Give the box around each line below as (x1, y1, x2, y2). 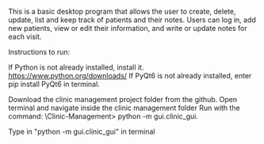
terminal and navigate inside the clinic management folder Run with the (8, 103, 240, 112)
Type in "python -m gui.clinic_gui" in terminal (8, 127, 155, 136)
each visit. (8, 32, 42, 41)
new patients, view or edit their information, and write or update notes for (8, 24, 247, 32)
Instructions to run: (8, 47, 71, 56)
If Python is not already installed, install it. (8, 63, 144, 72)
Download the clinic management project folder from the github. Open (8, 95, 238, 104)
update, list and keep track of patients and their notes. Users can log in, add (8, 15, 256, 25)
